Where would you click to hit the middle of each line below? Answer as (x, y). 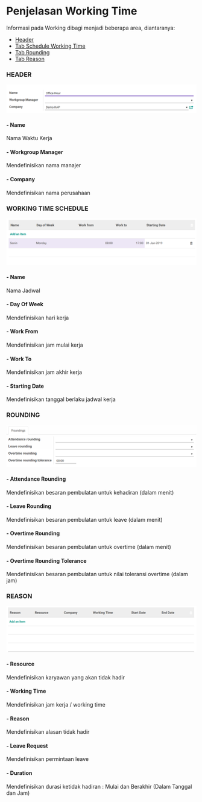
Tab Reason (30, 59)
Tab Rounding (32, 52)
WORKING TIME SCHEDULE (47, 208)
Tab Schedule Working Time (50, 46)
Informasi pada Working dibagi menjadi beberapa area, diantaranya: (91, 28)
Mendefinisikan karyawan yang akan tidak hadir (66, 677)
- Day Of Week (25, 304)
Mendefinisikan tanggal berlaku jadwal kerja (61, 399)
